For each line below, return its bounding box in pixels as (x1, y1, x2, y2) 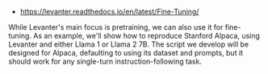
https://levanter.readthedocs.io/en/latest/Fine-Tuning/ (19, 7, 199, 16)
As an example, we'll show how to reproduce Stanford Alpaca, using (33, 31, 261, 40)
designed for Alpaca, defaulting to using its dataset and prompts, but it (8, 48, 244, 57)
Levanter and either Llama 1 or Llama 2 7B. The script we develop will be (8, 39, 249, 49)
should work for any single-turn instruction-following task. (8, 56, 202, 66)
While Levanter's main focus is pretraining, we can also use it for (8, 23, 224, 31)
